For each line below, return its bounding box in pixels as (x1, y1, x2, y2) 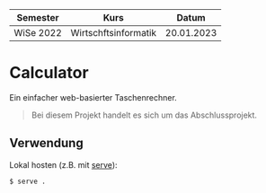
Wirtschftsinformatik (70, 27, 157, 39)
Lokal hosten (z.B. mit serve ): (9, 159, 119, 170)
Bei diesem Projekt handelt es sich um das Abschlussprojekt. (31, 110, 258, 120)
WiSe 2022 (13, 27, 63, 39)
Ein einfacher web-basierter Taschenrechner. (9, 92, 177, 102)
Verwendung (9, 136, 84, 151)
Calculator (9, 63, 89, 83)
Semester (16, 12, 59, 23)
